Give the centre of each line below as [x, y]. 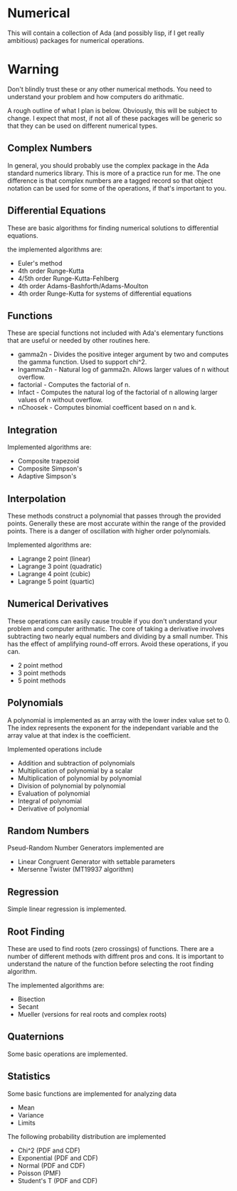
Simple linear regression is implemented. [67, 909]
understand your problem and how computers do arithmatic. [96, 96]
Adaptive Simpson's [47, 476]
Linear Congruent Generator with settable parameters [96, 862]
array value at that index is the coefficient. [69, 735]
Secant [28, 1007]
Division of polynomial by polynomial [72, 785]
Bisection [31, 999]
